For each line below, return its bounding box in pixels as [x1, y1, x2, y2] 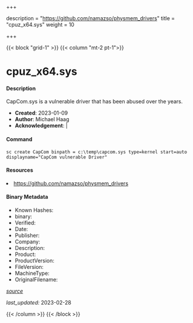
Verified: [14, 219, 36, 226]
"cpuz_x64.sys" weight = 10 [6, 21, 75, 28]
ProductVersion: [14, 257, 55, 264]
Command [6, 135, 33, 142]
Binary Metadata [6, 194, 49, 201]
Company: [14, 238, 40, 245]
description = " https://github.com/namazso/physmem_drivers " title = [6, 15, 175, 21]
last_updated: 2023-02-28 [6, 299, 71, 306]
